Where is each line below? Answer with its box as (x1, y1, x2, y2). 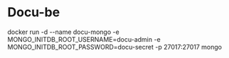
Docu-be (7, 4, 60, 21)
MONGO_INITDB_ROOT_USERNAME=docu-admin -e (7, 35, 161, 43)
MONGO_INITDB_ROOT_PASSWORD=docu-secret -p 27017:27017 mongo (7, 42, 223, 51)
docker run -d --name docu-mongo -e (7, 28, 119, 36)
